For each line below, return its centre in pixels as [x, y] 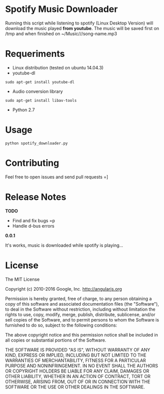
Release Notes [36, 197]
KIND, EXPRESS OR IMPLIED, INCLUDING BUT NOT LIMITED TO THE [76, 355]
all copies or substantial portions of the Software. [56, 340]
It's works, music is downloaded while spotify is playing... [64, 245]
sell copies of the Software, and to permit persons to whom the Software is [82, 320]
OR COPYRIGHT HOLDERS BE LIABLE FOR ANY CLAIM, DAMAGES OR [77, 371]
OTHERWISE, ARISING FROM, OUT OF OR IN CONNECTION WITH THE [78, 382]
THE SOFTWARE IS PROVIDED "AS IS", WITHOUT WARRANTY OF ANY [78, 350]
